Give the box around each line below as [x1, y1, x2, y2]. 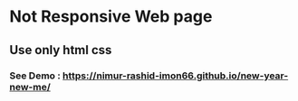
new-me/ [9, 80, 52, 93]
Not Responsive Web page [9, 6, 213, 27]
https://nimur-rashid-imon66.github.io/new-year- [62, 69, 289, 82]
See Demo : [9, 69, 61, 82]
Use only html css [9, 42, 112, 58]
